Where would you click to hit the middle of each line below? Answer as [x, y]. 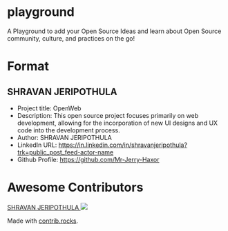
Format [28, 67]
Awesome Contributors [75, 188]
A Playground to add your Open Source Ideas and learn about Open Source [114, 31]
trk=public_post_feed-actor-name [65, 152]
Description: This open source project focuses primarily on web [108, 115]
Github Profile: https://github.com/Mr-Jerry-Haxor [88, 159]
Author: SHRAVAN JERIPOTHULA [65, 137]
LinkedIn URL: [37, 145]
